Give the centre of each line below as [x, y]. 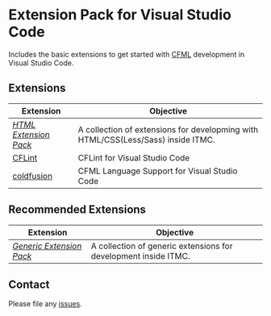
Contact [29, 284]
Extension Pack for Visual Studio [120, 15]
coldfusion [33, 176]
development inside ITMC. [141, 256]
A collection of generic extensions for [162, 246]
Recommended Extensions [77, 210]
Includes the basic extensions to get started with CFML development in [127, 54]
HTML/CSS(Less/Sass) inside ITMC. [146, 139]
